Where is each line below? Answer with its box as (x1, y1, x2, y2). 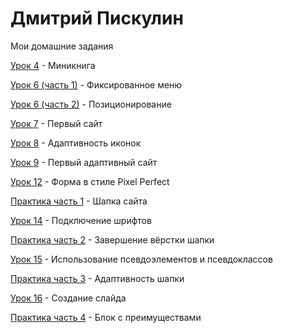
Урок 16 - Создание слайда (10, 292, 127, 304)
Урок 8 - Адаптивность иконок (10, 137, 142, 149)
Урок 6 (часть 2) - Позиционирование (10, 98, 172, 110)
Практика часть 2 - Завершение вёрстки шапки (10, 233, 215, 246)
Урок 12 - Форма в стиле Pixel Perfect (10, 175, 170, 187)
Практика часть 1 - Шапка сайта (10, 195, 148, 207)
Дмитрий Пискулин (10, 7, 184, 30)
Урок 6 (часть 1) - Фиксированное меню (10, 78, 183, 91)
